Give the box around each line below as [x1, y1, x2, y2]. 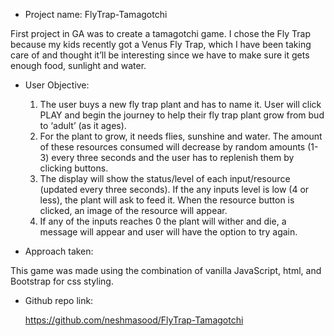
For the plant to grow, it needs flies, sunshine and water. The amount [39, 130, 323, 142]
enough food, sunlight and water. [10, 60, 147, 71]
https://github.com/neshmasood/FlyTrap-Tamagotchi [24, 314, 244, 326]
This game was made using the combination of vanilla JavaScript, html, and [10, 265, 322, 276]
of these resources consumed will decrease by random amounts [39, 141, 306, 153]
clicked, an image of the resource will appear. [39, 205, 228, 216]
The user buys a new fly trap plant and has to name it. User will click [39, 99, 322, 110]
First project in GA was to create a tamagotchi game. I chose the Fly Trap [10, 28, 311, 39]
